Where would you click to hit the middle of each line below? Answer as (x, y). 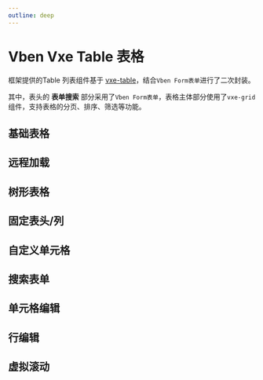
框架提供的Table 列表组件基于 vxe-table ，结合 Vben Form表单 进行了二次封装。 (131, 80)
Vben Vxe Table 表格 (76, 57)
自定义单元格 (39, 250)
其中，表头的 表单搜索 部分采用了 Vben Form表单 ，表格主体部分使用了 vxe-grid (132, 97)
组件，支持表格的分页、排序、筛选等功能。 (77, 106)
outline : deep (31, 15)
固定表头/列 (36, 221)
